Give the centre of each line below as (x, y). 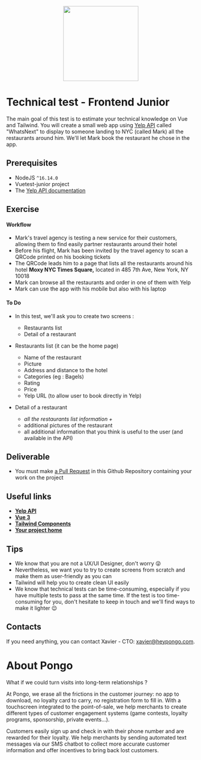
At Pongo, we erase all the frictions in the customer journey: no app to (93, 694)
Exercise (23, 209)
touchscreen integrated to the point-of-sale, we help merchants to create (97, 707)
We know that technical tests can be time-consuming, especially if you (102, 589)
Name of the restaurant (53, 357)
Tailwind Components (43, 524)
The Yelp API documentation (50, 190)
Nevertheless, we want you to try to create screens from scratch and (100, 570)
